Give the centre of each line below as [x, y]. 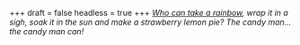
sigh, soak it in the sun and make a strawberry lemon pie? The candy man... [150, 22]
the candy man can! [47, 31]
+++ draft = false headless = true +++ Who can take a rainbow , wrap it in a [149, 13]
